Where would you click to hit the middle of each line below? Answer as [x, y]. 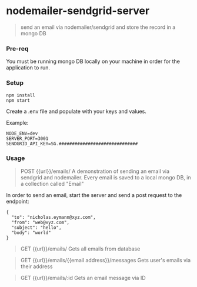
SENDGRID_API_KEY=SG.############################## [72, 143]
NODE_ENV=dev [22, 134]
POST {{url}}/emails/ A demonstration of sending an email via [95, 171]
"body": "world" [31, 233]
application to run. [28, 68]
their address [36, 266]
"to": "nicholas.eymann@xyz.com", [54, 217]
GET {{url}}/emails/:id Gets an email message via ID [83, 278]
